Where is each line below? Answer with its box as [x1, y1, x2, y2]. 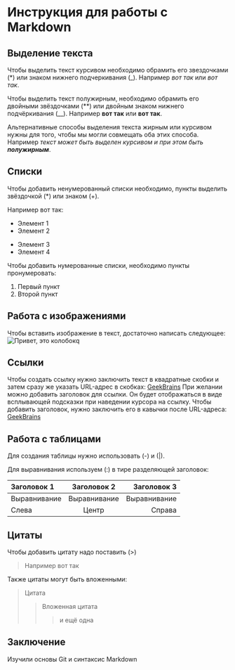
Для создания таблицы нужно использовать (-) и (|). [7, 451, 165, 460]
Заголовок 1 [11, 482, 55, 492]
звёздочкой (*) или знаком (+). [7, 191, 100, 200]
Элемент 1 [17, 219, 49, 227]
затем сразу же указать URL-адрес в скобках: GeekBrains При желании [7, 382, 223, 391]
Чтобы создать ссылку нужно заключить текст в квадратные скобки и [7, 375, 220, 384]
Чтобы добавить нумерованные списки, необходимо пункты [7, 261, 190, 269]
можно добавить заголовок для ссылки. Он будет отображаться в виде [7, 390, 222, 399]
